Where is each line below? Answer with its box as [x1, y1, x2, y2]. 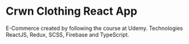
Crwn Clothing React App [6, 4, 138, 18]
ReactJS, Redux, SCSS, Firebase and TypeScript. [6, 31, 130, 38]
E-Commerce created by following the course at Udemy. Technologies [6, 24, 183, 32]
